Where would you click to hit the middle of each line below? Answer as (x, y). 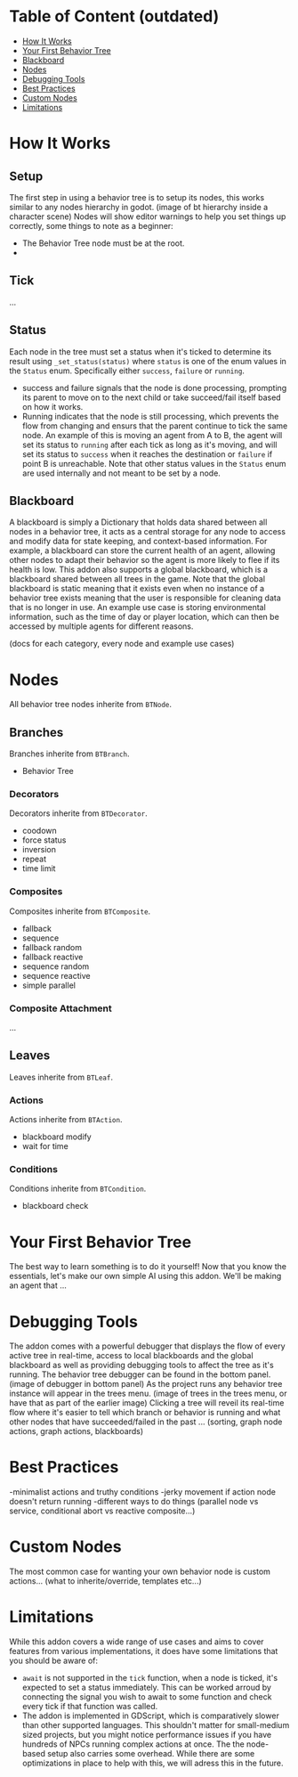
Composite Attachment (61, 1008)
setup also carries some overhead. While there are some (151, 1754)
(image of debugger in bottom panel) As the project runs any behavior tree (146, 1384)
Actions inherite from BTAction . (66, 1120)
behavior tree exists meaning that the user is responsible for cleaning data (145, 598)
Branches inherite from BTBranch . (69, 754)
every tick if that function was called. (90, 1707)
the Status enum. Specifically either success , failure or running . (127, 371)
